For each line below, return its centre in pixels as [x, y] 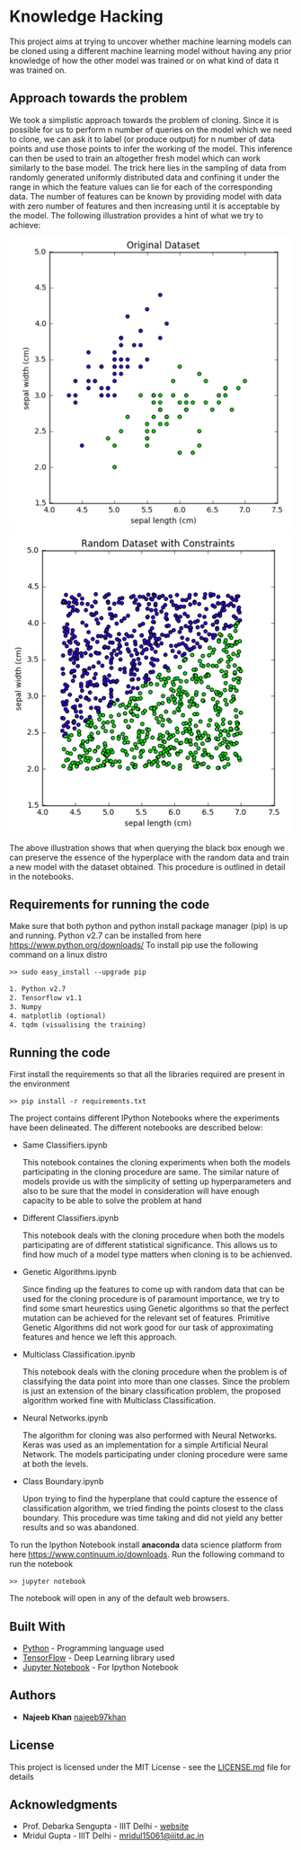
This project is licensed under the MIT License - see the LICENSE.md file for [150, 1766]
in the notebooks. [42, 876]
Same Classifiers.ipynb [65, 1145]
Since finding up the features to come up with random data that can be [153, 1289]
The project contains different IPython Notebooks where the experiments [145, 1118]
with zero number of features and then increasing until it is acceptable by [145, 206]
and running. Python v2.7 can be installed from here [106, 935]
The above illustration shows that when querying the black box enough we [147, 847]
